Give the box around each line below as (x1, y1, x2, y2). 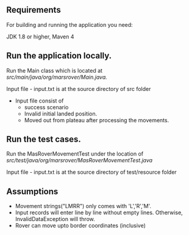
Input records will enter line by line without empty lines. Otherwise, (15, 209, 183, 216)
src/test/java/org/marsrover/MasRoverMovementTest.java (6, 157, 153, 164)
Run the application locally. (6, 51, 112, 61)
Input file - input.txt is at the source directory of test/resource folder (6, 168, 177, 176)
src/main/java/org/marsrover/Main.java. (6, 73, 108, 81)
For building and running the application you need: (6, 21, 133, 28)
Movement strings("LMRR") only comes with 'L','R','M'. (15, 203, 151, 210)
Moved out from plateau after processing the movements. (24, 116, 169, 124)
